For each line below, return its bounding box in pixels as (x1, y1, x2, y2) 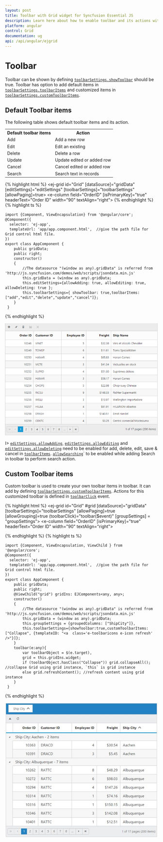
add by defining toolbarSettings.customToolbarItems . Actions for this (5, 488, 144, 494)
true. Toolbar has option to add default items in (5, 81, 99, 87)
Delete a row (55, 150, 81, 156)
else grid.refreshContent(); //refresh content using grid (22, 670, 145, 675)
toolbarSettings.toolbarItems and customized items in (5, 87, 116, 93)
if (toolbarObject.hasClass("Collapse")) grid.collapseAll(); (22, 660, 151, 665)
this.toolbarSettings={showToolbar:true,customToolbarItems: (22, 626, 149, 631)
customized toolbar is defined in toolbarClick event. (5, 493, 110, 499)
